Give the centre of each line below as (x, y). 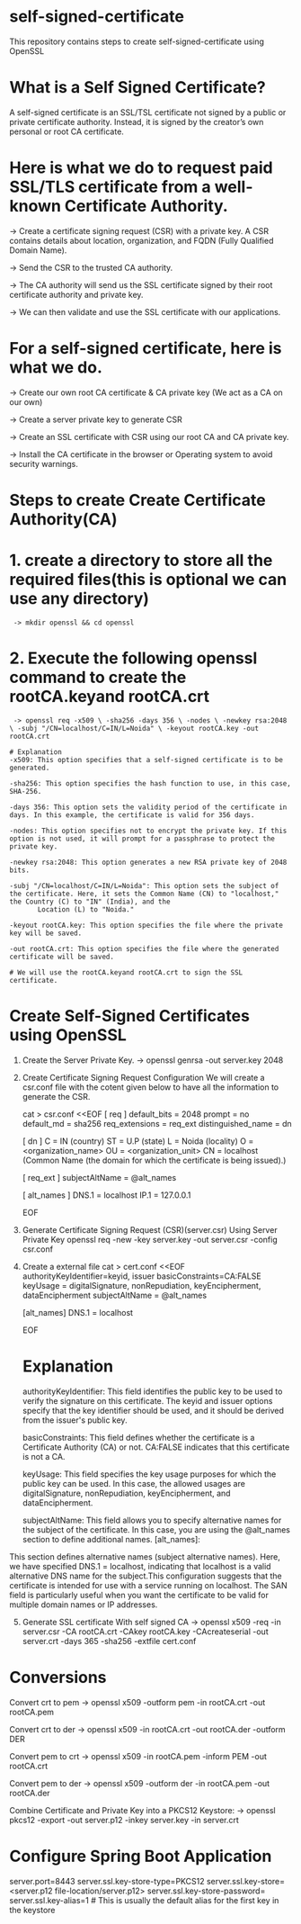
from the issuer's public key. (75, 1420)
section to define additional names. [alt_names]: (111, 1539)
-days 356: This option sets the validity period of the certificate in (148, 807)
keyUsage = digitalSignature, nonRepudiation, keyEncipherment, (142, 1285)
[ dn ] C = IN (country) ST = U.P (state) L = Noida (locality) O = (138, 1141)
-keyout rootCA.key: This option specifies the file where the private (146, 925)
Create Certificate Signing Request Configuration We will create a (143, 1077)
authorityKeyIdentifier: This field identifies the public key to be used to (152, 1391)
